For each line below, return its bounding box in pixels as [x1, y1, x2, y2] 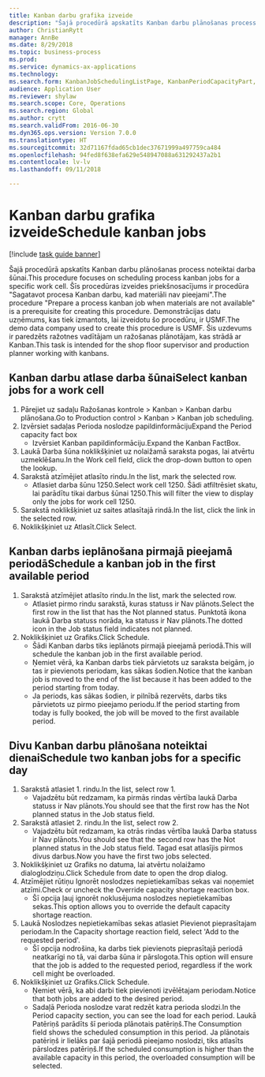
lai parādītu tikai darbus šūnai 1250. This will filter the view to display [32, 488, 254, 498]
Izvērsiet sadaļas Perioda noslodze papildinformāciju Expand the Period [20, 421, 252, 431]
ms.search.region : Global [9, 107, 94, 115]
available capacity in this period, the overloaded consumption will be [32, 1053, 256, 1062]
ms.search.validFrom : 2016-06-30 [9, 122, 119, 129]
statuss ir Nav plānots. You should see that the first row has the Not [32, 802, 249, 811]
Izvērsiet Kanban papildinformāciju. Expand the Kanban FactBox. [32, 438, 241, 447]
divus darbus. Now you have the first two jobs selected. [32, 851, 212, 861]
